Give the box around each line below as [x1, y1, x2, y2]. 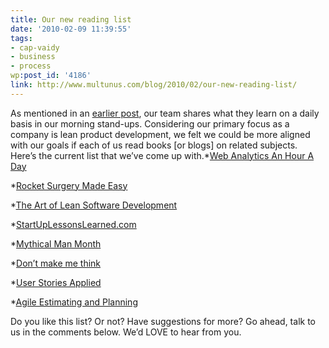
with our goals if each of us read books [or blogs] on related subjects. [10, 139, 298, 151]
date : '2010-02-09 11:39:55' [10, 24, 132, 34]
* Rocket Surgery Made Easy [10, 179, 128, 191]
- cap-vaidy [10, 42, 60, 53]
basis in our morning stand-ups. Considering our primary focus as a [10, 117, 290, 130]
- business [10, 52, 56, 62]
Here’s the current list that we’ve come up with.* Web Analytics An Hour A [10, 149, 315, 161]
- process [10, 61, 52, 71]
